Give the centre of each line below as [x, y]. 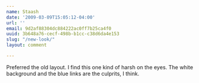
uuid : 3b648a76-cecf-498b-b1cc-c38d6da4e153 [63, 34]
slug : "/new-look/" [31, 39]
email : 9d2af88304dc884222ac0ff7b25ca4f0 [59, 28]
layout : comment [26, 45]
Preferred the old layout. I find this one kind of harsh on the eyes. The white [100, 67]
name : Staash [23, 12]
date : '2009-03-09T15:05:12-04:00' [51, 17]
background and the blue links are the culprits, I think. [73, 73]
